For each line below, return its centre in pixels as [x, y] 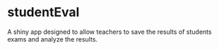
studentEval [43, 12]
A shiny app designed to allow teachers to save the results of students [109, 32]
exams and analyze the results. [52, 39]
